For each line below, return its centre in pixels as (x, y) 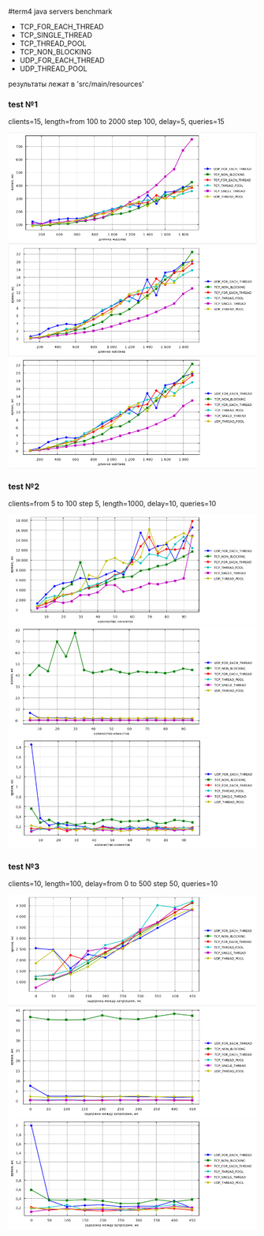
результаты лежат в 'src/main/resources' (76, 84)
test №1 (23, 104)
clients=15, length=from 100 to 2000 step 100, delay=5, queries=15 (116, 122)
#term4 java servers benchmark (60, 11)
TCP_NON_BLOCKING (56, 52)
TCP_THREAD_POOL (53, 43)
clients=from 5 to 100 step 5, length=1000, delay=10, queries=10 (112, 504)
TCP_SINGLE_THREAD (56, 35)
